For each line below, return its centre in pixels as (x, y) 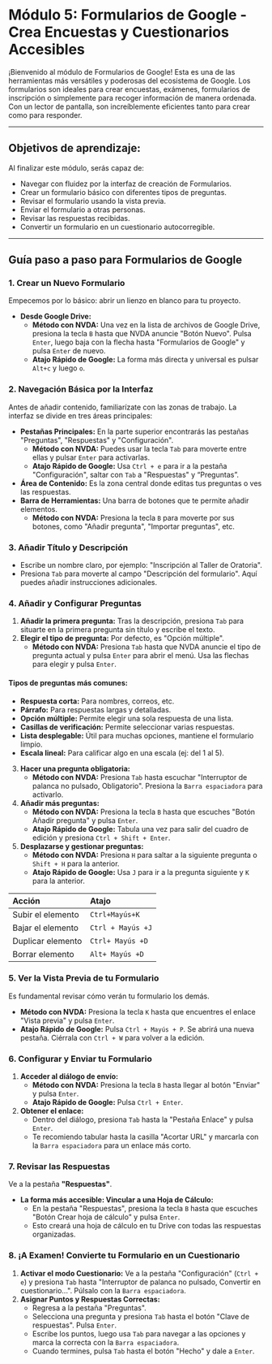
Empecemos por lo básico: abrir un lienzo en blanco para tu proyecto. (125, 301)
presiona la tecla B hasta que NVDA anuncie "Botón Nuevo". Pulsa (142, 334)
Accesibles (47, 50)
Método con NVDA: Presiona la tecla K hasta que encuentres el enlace (138, 1011)
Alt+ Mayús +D (117, 954)
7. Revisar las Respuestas (59, 1167)
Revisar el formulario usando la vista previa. (93, 201)
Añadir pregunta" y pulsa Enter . (85, 820)
